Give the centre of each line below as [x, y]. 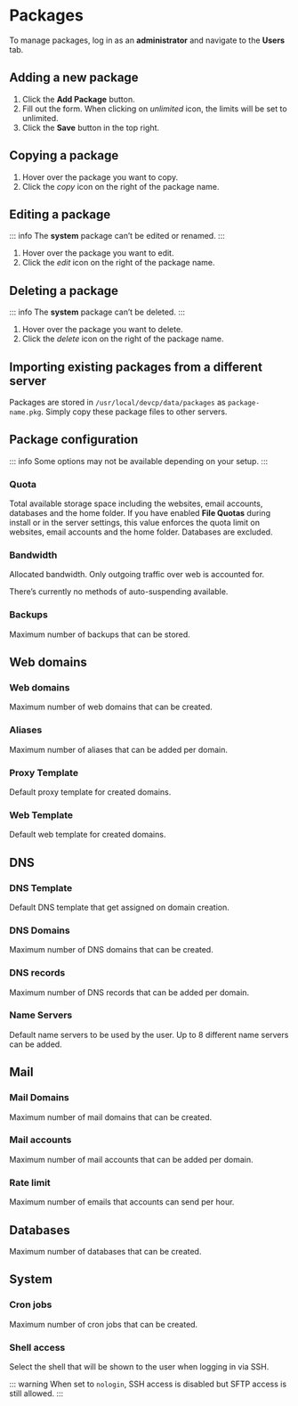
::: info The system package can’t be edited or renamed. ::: [117, 236]
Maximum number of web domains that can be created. [111, 707]
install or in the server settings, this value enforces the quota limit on [135, 523]
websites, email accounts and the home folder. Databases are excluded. [141, 532]
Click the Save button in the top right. [91, 127]
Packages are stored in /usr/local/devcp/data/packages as [117, 402]
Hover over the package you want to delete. [103, 330]
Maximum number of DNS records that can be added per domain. [129, 992]
